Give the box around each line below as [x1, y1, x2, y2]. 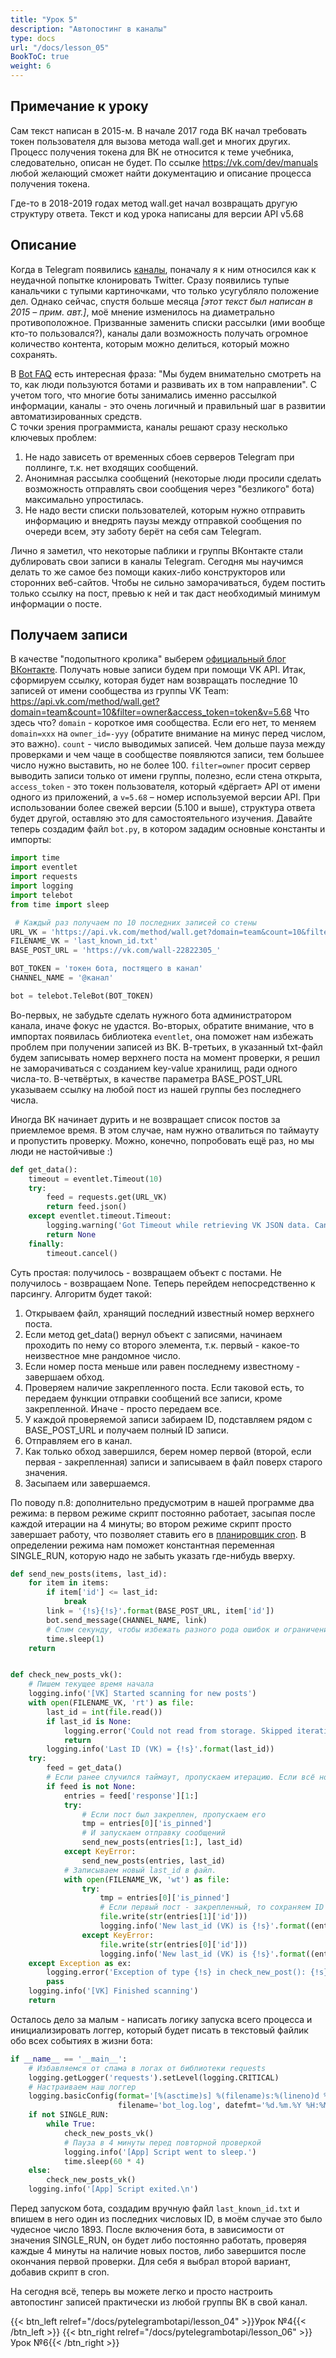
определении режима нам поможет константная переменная [10, 1539, 275, 1551]
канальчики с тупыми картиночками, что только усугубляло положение [10, 284, 320, 296]
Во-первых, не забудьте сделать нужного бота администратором [10, 1009, 292, 1021]
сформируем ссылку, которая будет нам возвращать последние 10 [10, 674, 298, 686]
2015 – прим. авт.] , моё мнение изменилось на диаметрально [10, 306, 275, 318]
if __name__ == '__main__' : [10, 2054, 128, 2064]
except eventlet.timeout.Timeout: [28, 1211, 172, 1221]
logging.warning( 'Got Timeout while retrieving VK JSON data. [46, 1221, 311, 1231]
